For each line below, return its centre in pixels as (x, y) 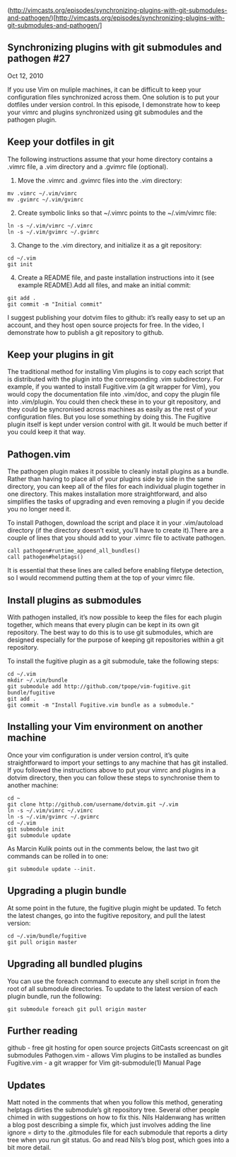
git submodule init (36, 829)
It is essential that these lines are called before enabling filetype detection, (116, 570)
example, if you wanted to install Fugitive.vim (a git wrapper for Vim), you (114, 387)
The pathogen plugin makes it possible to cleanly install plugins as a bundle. (118, 472)
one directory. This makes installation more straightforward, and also (107, 494)
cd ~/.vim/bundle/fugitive (47, 936)
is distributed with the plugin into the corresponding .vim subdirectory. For (116, 380)
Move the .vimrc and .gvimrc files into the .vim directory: (100, 180)
